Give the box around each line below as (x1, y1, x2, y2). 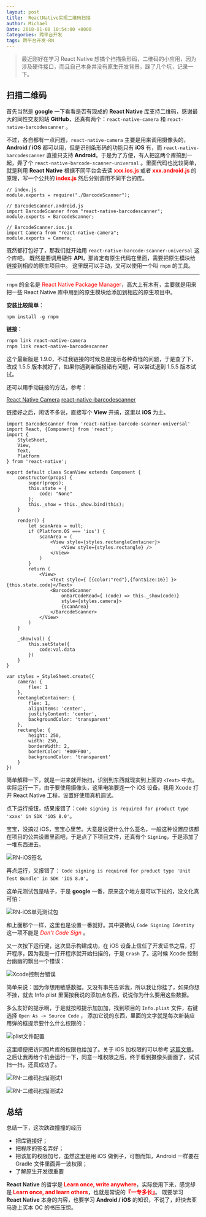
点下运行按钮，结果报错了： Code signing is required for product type (6, 804, 189, 812)
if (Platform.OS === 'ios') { (28, 528, 105, 534)
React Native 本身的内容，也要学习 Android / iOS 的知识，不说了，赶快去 (6, 1196, 192, 1203)
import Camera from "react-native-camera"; (6, 230, 120, 236)
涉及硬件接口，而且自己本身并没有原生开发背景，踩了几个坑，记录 (21, 63, 188, 70)
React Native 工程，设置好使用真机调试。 (13, 791, 117, 799)
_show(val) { (17, 636, 51, 642)
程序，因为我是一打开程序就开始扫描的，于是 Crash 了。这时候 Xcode (11, 949, 186, 957)
